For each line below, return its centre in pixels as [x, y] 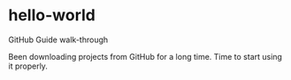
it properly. [28, 66]
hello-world [52, 15]
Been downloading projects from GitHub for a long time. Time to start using [145, 56]
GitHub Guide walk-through [58, 40]
